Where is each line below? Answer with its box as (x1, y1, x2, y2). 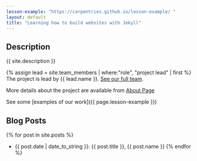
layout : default (6, 14, 46, 20)
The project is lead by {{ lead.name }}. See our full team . (6, 75, 144, 83)
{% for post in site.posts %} (6, 131, 74, 138)
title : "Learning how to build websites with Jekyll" (6, 20, 142, 26)
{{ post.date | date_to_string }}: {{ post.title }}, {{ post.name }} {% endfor (14, 143, 191, 150)
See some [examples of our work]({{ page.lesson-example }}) (6, 99, 157, 106)
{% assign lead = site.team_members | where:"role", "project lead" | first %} (6, 69, 192, 76)
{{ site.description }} (6, 58, 56, 65)
